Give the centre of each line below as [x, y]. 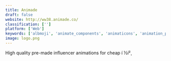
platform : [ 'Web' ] [25, 29]
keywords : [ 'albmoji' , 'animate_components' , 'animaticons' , [72, 34]
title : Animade [21, 10]
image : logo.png [22, 39]
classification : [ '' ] [28, 24]
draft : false [19, 15]
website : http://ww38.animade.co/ [42, 19]
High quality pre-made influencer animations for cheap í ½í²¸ [69, 53]
